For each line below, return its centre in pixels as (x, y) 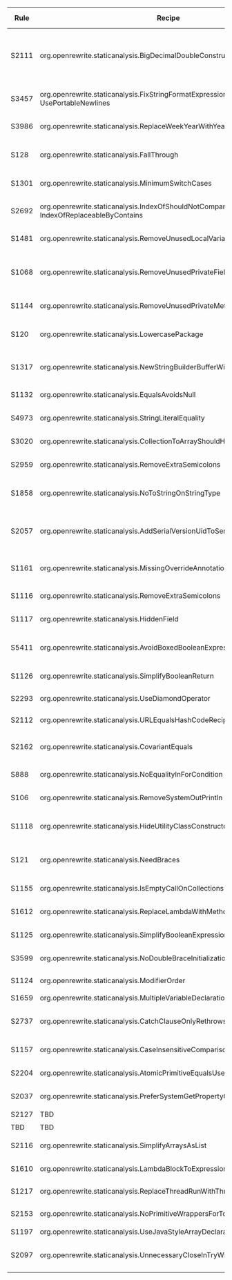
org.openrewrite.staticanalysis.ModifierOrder (113, 981)
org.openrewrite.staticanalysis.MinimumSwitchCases (126, 183)
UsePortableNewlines (75, 103)
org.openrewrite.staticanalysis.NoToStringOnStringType (130, 493)
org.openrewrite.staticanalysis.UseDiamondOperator (125, 698)
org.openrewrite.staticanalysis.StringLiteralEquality (122, 418)
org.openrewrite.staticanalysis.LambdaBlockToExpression (134, 1169)
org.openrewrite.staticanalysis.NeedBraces (110, 860)
